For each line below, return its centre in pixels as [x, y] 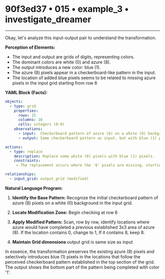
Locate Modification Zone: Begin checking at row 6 [65, 212]
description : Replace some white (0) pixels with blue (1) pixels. [84, 156]
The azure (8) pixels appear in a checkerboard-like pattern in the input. [84, 72]
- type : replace [26, 152]
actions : [14, 147]
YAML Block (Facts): [26, 93]
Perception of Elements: [30, 47]
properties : [26, 111]
